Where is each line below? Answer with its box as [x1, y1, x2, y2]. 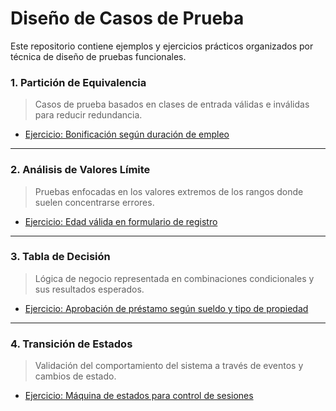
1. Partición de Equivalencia [10, 75, 147, 89]
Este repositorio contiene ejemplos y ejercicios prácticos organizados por [10, 40, 314, 52]
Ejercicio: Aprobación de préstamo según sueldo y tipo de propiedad [24, 302, 309, 314]
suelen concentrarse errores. [34, 196, 155, 208]
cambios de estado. [34, 370, 117, 382]
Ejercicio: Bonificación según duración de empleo [24, 128, 230, 141]
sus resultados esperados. [34, 283, 145, 295]
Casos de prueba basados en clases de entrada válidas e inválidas [34, 98, 310, 111]
